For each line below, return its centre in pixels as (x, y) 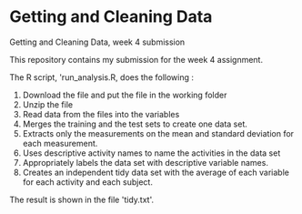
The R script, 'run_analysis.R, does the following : (101, 77)
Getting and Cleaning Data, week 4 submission (97, 42)
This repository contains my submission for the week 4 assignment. (136, 59)
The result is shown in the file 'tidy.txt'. (82, 199)
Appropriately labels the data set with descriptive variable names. (145, 162)
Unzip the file (48, 104)
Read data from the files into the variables (101, 114)
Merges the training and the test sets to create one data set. (135, 124)
